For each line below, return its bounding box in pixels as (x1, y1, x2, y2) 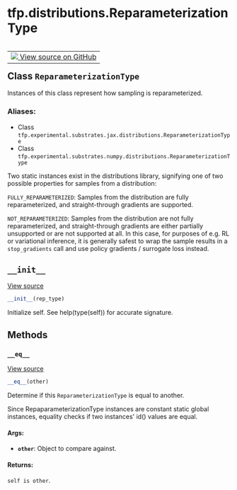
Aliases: (7, 106, 37, 116)
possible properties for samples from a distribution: (7, 179, 157, 187)
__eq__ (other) (7, 378, 50, 386)
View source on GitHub (20, 52, 97, 62)
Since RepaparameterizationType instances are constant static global (7, 404, 209, 413)
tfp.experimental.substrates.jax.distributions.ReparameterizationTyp (17, 131, 231, 139)
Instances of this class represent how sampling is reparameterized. (7, 89, 203, 97)
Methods (7, 328, 48, 341)
